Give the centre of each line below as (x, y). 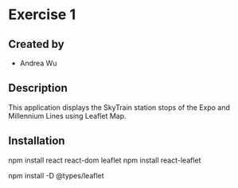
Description (38, 88)
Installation (37, 141)
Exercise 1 (42, 15)
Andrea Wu (38, 63)
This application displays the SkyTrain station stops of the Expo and (119, 107)
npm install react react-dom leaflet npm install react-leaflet (105, 160)
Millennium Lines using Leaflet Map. (67, 116)
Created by (37, 44)
